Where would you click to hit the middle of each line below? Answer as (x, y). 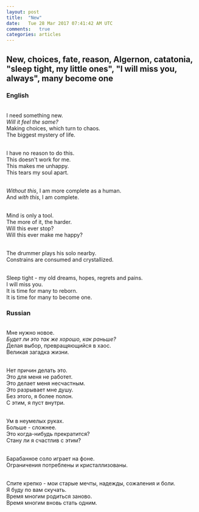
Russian (19, 313)
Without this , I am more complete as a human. (64, 191)
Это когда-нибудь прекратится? (48, 434)
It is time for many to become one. (49, 297)
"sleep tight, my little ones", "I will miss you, (92, 68)
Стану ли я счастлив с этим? (44, 440)
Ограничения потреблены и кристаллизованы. (67, 465)
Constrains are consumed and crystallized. (60, 259)
